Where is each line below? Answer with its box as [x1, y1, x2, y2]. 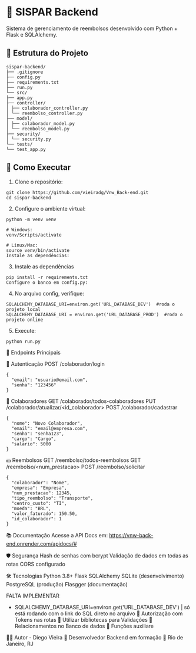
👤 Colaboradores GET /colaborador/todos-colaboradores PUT [6, 398, 157, 405]
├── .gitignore [6, 69, 44, 75]
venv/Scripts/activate [6, 232, 62, 238]
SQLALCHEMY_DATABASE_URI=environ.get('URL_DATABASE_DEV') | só [14, 603, 190, 611]
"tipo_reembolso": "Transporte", [11, 495, 94, 501]
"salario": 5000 [11, 441, 51, 447]
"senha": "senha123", [11, 431, 65, 437]
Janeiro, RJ [6, 640, 34, 647]
